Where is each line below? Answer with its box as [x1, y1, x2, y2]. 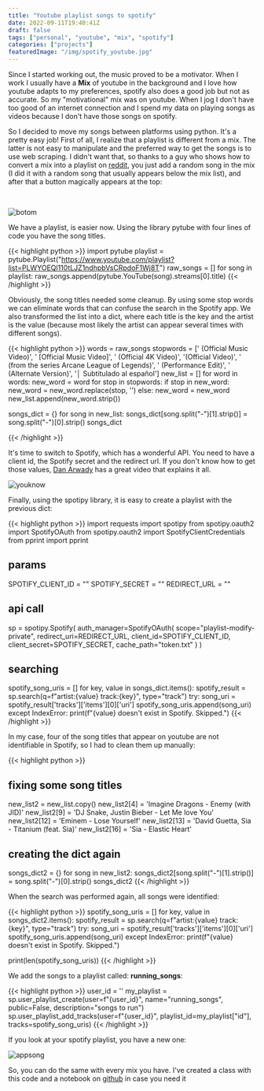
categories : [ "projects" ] [8, 41, 93, 49]
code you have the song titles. [8, 231, 106, 240]
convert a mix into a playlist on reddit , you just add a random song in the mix [8, 161, 255, 169]
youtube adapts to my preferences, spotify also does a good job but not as [8, 87, 250, 95]
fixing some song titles [8, 778, 123, 792]
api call [8, 602, 45, 616]
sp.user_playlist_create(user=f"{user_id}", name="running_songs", [8, 995, 224, 1004]
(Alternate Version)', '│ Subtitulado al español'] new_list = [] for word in [8, 369, 238, 378]
